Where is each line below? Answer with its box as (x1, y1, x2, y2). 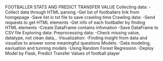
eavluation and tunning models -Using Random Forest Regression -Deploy (5, 46, 154, 51)
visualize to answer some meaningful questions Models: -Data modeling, (5, 40, 151, 46)
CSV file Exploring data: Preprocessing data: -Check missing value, (5, 30, 140, 35)
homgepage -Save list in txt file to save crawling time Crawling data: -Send (5, 15, 155, 20)
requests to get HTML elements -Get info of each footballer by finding (5, 19, 145, 25)
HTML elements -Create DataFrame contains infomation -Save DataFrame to (5, 25, 159, 30)
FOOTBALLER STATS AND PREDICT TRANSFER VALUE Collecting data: (5, 4, 148, 10)
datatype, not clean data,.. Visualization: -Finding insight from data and (5, 35, 147, 41)
